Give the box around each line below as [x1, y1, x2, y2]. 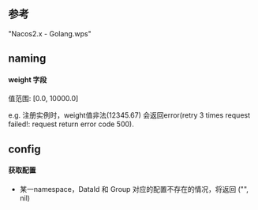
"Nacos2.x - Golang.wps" [8, 28, 92, 38]
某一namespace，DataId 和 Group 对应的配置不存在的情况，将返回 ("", [19, 185, 249, 193]
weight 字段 [8, 74, 47, 84]
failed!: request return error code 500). [8, 119, 134, 129]
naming [8, 52, 47, 66]
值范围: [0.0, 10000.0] [8, 94, 79, 103]
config [8, 142, 41, 156]
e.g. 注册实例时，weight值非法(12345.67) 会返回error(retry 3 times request [8, 111, 251, 120]
